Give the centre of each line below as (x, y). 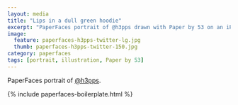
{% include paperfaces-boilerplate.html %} (70, 94)
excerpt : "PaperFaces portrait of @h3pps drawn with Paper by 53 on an (115, 27)
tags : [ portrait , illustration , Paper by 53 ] (75, 60)
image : (17, 34)
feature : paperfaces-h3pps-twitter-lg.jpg (77, 40)
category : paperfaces (39, 54)
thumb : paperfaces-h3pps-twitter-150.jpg (76, 47)
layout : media (28, 14)
